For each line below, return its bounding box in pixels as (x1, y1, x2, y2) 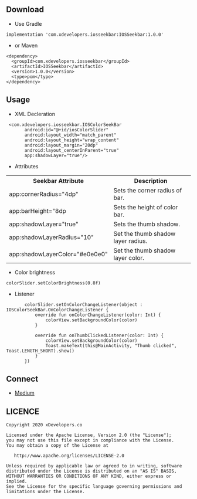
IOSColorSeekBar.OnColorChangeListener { (6, 307, 109, 313)
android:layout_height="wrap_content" (24, 137, 119, 143)
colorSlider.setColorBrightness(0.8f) (6, 280, 101, 286)
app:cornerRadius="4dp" (9, 190, 79, 198)
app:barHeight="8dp (9, 206, 66, 215)
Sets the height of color (113, 203, 178, 211)
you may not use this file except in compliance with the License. (6, 437, 175, 443)
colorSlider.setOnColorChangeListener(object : (24, 301, 143, 307)
